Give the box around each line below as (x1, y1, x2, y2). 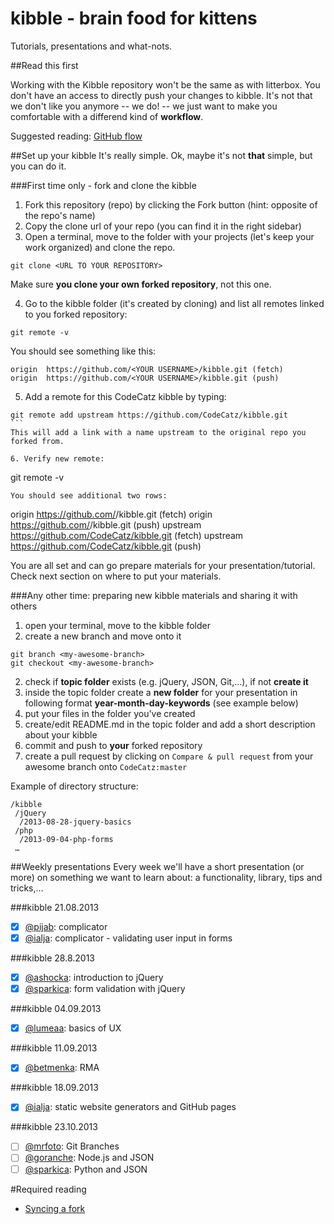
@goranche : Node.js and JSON (24, 1152, 155, 1164)
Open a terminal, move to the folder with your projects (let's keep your (24, 230, 315, 242)
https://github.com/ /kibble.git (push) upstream (10, 518, 202, 531)
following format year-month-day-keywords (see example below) (24, 697, 299, 709)
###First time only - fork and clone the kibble (10, 179, 197, 191)
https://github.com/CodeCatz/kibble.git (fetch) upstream (10, 529, 244, 541)
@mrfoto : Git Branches (24, 1140, 120, 1152)
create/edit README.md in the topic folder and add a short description (24, 718, 316, 730)
